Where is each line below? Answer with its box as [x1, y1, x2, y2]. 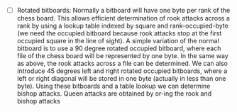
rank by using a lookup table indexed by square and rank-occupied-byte [16, 21, 228, 30]
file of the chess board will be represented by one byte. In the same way [16, 52, 228, 60]
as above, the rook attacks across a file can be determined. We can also [16, 60, 228, 68]
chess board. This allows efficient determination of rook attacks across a [16, 14, 230, 23]
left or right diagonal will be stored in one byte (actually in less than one [16, 74, 226, 83]
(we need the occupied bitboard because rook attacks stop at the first [16, 29, 222, 38]
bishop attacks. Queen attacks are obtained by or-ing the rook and [16, 89, 212, 98]
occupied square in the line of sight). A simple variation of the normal [16, 37, 219, 45]
